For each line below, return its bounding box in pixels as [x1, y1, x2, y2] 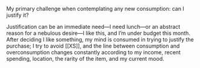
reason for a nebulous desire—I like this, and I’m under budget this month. [6, 29, 190, 37]
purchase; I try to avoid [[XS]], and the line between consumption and [6, 42, 180, 49]
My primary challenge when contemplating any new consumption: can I [6, 5, 184, 12]
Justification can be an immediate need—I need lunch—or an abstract [6, 23, 181, 30]
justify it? [6, 11, 29, 19]
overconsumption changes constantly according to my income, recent [6, 49, 181, 56]
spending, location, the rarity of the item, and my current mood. [6, 55, 164, 62]
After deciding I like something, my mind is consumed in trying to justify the [6, 36, 195, 43]
